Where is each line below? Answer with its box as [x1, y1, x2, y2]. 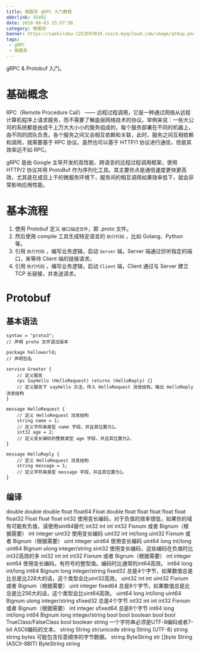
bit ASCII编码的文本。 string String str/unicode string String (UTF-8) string [6, 626, 188, 633]
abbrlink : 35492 [6, 14, 46, 20]
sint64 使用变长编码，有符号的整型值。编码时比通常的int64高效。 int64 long [6, 560, 192, 567]
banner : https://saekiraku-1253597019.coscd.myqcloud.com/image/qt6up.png [6, 31, 196, 37]
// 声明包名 [6, 356, 33, 362]
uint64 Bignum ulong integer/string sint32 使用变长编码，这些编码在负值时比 [6, 545, 193, 552]
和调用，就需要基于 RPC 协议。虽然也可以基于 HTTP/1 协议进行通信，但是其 [6, 138, 192, 146]
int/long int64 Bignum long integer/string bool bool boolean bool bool [6, 611, 176, 618]
